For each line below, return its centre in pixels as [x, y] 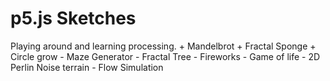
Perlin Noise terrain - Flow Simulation [87, 67]
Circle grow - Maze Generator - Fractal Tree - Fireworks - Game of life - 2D [165, 56]
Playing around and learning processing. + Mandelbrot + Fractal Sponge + [163, 46]
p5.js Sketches [73, 18]
